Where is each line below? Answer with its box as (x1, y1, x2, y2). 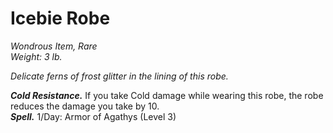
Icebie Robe (10, 7, 111, 30)
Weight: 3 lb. (10, 50, 63, 62)
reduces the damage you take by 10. (10, 100, 160, 112)
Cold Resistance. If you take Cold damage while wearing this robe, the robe (10, 89, 324, 101)
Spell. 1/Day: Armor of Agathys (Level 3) (10, 110, 177, 122)
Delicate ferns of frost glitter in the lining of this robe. (10, 70, 229, 82)
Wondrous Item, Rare (10, 40, 98, 52)
